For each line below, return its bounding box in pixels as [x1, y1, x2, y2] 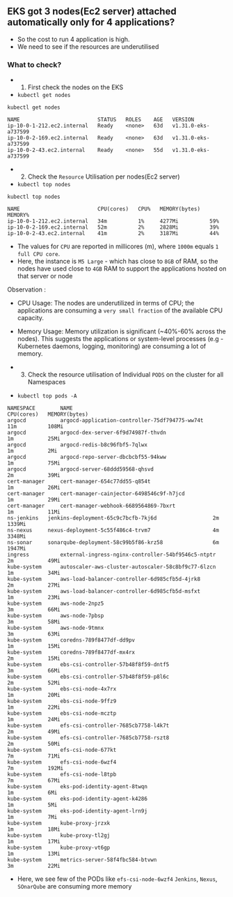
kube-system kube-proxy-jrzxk [7, 820, 111, 827]
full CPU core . [17, 250, 61, 258]
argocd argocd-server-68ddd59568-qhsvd [7, 466, 154, 473]
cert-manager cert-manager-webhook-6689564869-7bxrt [7, 502, 176, 510]
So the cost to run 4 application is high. [17, 35, 130, 43]
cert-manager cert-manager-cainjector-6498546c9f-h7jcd [7, 490, 186, 497]
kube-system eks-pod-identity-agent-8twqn [7, 783, 148, 790]
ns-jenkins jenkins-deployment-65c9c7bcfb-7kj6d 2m [7, 515, 219, 522]
